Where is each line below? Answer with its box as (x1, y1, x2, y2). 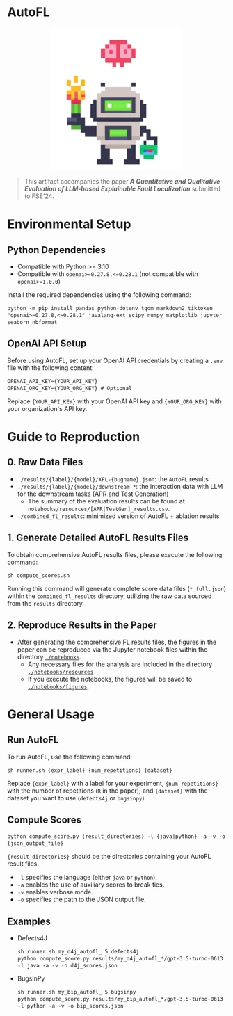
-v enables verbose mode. (17, 888, 93, 896)
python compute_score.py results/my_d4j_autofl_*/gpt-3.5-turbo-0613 (17, 955, 224, 962)
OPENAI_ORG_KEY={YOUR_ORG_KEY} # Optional (7, 385, 132, 392)
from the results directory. (7, 599, 85, 607)
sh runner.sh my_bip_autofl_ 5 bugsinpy (17, 989, 136, 996)
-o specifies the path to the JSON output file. (17, 895, 146, 904)
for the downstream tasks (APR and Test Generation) (17, 490, 169, 498)
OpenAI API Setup (7, 338, 87, 350)
